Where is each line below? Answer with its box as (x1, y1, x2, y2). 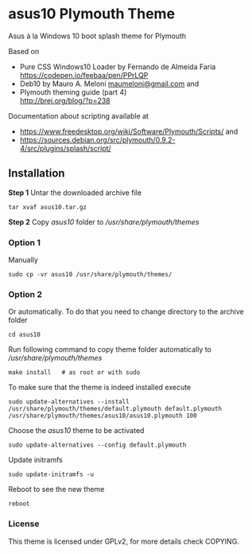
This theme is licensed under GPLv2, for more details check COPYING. (8, 536, 240, 546)
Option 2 (8, 288, 42, 299)
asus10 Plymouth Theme (8, 5, 176, 23)
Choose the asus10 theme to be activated (8, 426, 145, 435)
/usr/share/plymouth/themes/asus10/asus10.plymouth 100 (8, 412, 197, 420)
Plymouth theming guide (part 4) (19, 87, 127, 96)
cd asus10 (8, 331, 41, 339)
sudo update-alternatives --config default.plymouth (8, 441, 187, 450)
